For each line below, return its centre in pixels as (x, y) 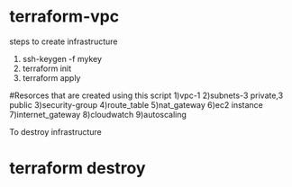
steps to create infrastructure (64, 41)
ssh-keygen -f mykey (62, 58)
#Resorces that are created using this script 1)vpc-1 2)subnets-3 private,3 (146, 95)
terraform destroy (78, 169)
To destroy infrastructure (55, 131)
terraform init (47, 68)
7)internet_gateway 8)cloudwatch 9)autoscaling (98, 114)
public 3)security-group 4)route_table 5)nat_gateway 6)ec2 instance (137, 104)
